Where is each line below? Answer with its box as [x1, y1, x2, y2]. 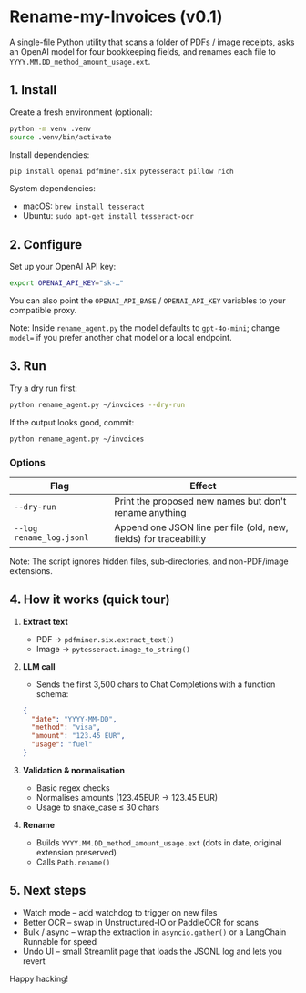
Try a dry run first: [9, 383, 77, 394]
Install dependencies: [9, 148, 90, 160]
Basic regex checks [36, 782, 111, 793]
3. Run [9, 358, 47, 374]
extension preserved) [36, 846, 117, 857]
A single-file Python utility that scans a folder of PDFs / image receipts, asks [9, 36, 295, 47]
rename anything [113, 506, 187, 518]
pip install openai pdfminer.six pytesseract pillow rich [9, 167, 234, 176]
